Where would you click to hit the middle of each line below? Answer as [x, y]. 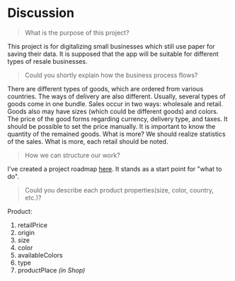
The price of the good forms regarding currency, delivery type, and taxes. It [117, 119]
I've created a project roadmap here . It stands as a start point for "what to [115, 168]
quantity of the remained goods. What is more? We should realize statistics [116, 134]
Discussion [41, 13]
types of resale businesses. [47, 61]
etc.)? [33, 197]
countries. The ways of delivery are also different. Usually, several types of [117, 96]
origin [26, 232]
